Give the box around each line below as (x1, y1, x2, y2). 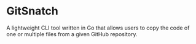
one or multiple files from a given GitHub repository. (6, 30, 138, 37)
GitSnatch (6, 4, 58, 18)
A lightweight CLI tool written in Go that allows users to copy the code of (6, 24, 190, 31)
